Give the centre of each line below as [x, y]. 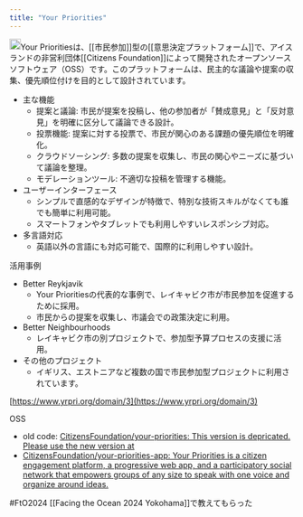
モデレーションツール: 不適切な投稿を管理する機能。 [133, 179]
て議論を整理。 [64, 167]
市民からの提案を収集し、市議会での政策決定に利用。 [135, 317]
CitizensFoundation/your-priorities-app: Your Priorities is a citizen [144, 456]
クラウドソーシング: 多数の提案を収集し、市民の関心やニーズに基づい [165, 156]
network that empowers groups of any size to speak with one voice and [156, 475]
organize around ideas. [65, 484]
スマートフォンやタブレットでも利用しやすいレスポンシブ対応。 [155, 224]
